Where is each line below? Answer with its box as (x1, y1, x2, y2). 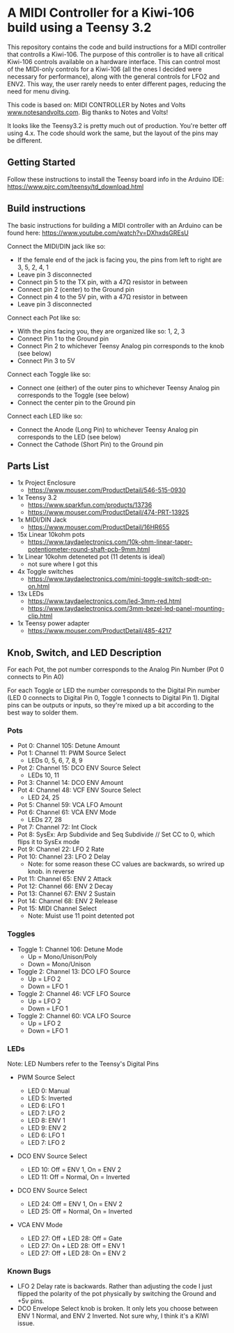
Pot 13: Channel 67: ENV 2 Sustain (17, 889, 116, 898)
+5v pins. (17, 1297, 45, 1305)
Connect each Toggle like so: (7, 370, 91, 378)
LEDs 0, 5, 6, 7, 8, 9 (27, 756, 84, 765)
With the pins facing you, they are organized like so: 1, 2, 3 (17, 327, 185, 335)
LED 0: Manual (27, 1086, 70, 1095)
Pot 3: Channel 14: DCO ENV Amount (17, 779, 124, 787)
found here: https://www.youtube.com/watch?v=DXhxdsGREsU (7, 228, 189, 237)
